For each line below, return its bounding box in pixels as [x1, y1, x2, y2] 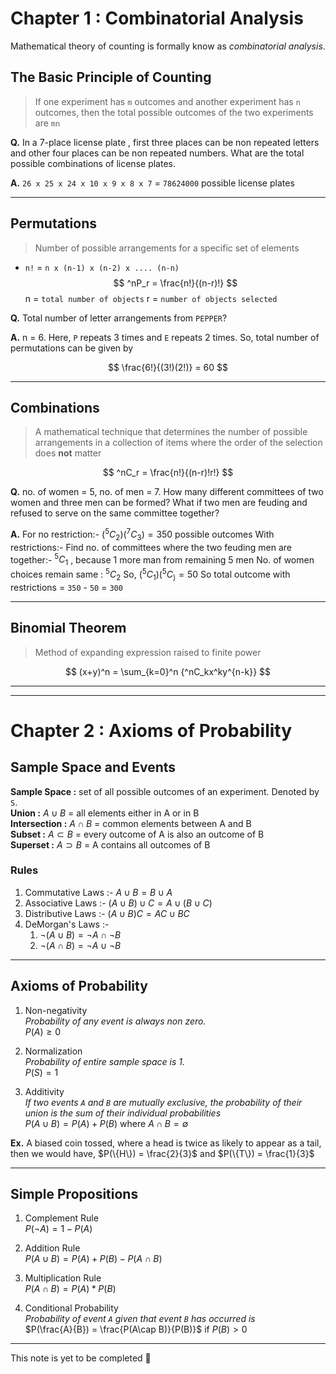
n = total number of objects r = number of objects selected [24, 292, 278, 304]
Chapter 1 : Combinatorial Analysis [10, 7, 304, 30]
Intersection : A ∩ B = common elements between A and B [10, 817, 252, 829]
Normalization [24, 1045, 83, 1057]
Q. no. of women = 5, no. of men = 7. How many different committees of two [10, 486, 324, 498]
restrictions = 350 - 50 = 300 [10, 581, 123, 593]
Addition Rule [24, 1242, 81, 1254]
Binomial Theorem [10, 620, 127, 637]
